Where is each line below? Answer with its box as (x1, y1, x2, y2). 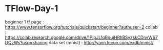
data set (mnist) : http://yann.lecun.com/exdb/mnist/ (48, 39, 154, 45)
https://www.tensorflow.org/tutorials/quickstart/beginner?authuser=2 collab (5, 24, 158, 30)
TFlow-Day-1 (5, 3, 59, 14)
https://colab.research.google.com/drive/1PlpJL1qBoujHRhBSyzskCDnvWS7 (5, 34, 158, 40)
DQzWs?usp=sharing (5, 39, 48, 45)
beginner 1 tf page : (5, 19, 44, 25)
